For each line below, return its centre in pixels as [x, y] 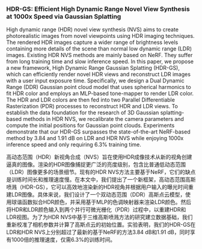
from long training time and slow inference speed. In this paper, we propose [100, 61]
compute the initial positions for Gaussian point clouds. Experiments [90, 126]
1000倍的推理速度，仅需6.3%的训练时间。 [63, 240]
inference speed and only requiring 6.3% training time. [74, 145]
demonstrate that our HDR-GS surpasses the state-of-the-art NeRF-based [98, 132]
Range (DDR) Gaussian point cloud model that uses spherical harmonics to [99, 87]
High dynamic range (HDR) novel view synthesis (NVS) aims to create [93, 29]
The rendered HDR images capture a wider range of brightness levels [92, 42]
